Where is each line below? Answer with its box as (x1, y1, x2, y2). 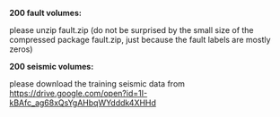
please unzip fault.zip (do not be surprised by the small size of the (9, 25, 254, 35)
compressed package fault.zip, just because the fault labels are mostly (9, 35, 271, 45)
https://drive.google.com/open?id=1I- (9, 88, 148, 98)
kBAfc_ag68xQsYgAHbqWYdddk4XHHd (9, 97, 157, 108)
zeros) (9, 44, 33, 54)
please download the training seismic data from (9, 79, 186, 88)
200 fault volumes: (9, 8, 83, 18)
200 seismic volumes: (9, 62, 94, 71)
